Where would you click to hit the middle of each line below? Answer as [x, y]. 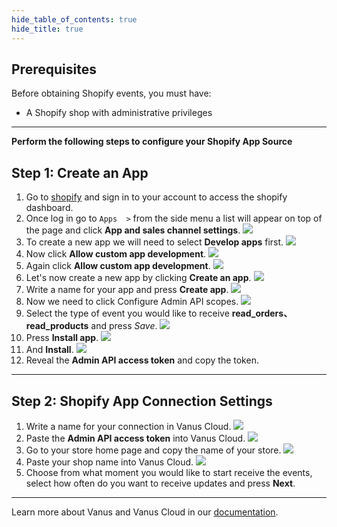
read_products [57, 326]
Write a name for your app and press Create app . [127, 290]
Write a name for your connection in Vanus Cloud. [128, 426]
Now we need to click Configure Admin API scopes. [132, 302]
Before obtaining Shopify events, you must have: [111, 93]
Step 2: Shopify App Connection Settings [142, 401]
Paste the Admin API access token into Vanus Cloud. [135, 438]
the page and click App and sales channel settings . [133, 230]
